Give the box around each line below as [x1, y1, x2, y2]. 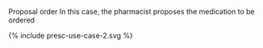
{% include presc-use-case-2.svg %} [8, 31, 133, 40]
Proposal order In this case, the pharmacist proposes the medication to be [8, 7, 256, 16]
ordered [8, 15, 35, 25]
